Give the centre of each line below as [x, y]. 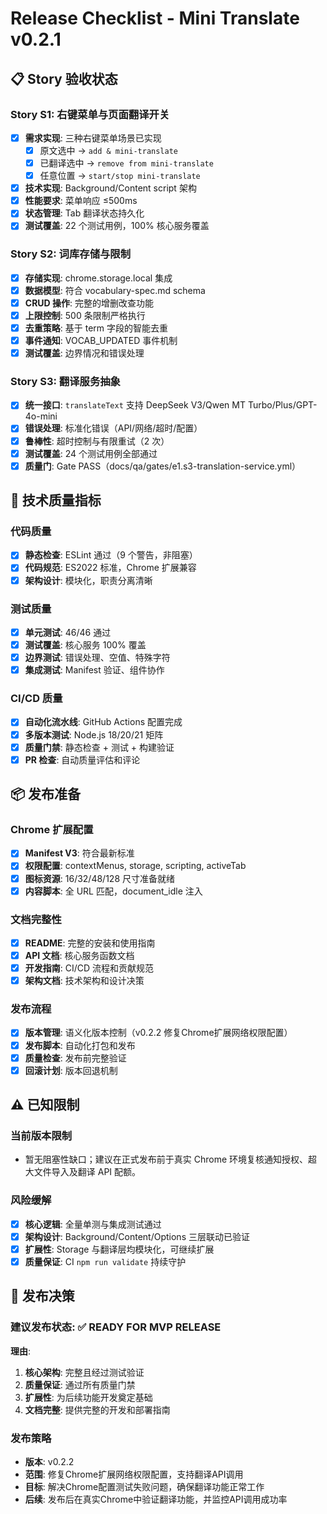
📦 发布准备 [46, 794]
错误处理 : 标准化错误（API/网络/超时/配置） [113, 428]
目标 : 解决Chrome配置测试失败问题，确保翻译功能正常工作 [144, 1486]
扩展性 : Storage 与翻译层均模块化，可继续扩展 [119, 1249]
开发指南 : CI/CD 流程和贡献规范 [89, 968]
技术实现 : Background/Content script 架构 [110, 188]
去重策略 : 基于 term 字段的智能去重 [96, 328]
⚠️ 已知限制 [45, 1105]
